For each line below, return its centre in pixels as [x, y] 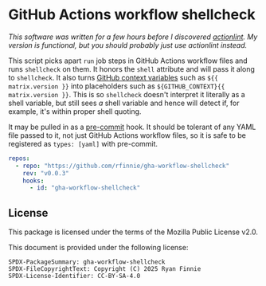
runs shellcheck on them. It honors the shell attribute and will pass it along [131, 69]
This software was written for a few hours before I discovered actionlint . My [133, 37]
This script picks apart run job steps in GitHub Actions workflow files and [128, 61]
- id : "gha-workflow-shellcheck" [85, 188]
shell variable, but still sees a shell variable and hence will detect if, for [124, 103]
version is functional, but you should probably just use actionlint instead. [128, 45]
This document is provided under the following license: [98, 248]
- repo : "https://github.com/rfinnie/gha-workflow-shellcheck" [122, 166]
